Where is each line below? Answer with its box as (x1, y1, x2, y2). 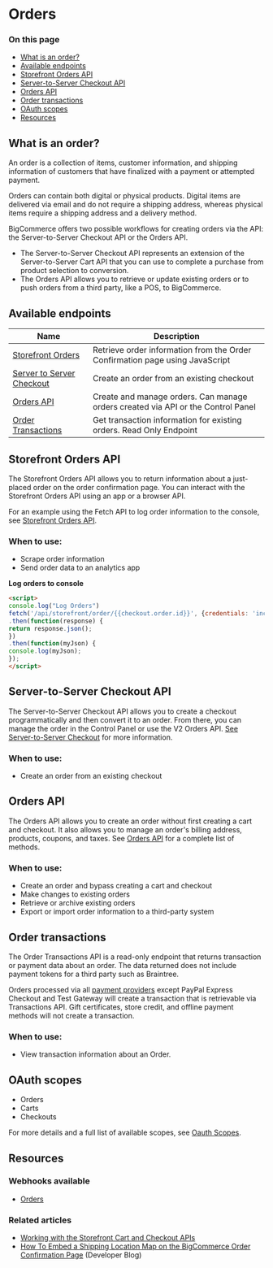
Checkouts (19, 1112, 57, 1122)
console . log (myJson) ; (8, 647, 82, 655)
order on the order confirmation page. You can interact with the (32, 482, 245, 492)
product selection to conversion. (19, 266, 129, 276)
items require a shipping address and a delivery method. (8, 208, 197, 218)
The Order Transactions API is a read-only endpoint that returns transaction (8, 952, 262, 962)
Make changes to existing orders (19, 889, 130, 899)
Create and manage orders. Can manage (92, 391, 248, 402)
